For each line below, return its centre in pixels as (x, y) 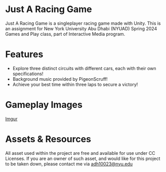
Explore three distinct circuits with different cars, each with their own (84, 68)
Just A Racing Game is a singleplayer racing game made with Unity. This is (83, 23)
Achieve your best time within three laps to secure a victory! (75, 84)
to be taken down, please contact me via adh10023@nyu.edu (69, 164)
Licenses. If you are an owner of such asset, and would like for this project (83, 158)
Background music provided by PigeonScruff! (60, 79)
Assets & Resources (48, 139)
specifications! (28, 74)
